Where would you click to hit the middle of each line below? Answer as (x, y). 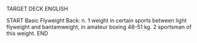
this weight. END (27, 33)
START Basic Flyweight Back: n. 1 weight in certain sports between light (97, 20)
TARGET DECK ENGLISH (37, 9)
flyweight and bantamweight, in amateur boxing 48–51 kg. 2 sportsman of (99, 27)
